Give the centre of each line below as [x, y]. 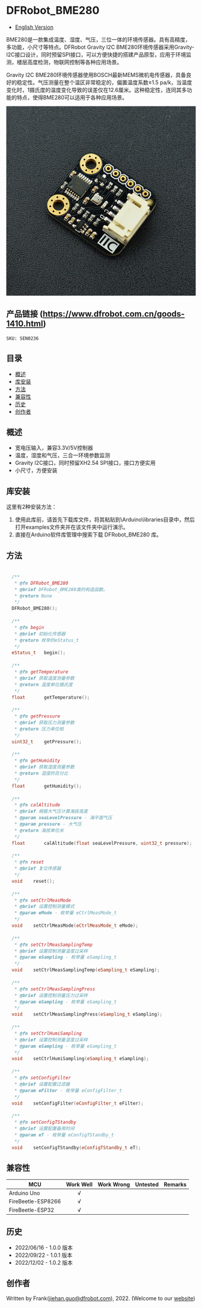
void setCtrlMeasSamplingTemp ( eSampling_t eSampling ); [86, 970]
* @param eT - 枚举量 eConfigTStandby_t [64, 1135]
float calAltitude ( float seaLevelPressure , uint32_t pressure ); [102, 843]
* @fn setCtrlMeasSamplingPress [55, 989]
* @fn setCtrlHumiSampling [48, 1033]
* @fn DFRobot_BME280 [41, 583]
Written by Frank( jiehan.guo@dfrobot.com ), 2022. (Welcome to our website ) [101, 1298]
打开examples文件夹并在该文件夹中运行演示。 [72, 527]
